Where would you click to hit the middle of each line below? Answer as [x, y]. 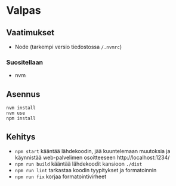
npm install [21, 118]
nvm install [21, 108]
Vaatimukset [30, 33]
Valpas [24, 10]
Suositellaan [25, 62]
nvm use [16, 113]
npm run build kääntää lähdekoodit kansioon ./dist [78, 164]
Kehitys [21, 137]
